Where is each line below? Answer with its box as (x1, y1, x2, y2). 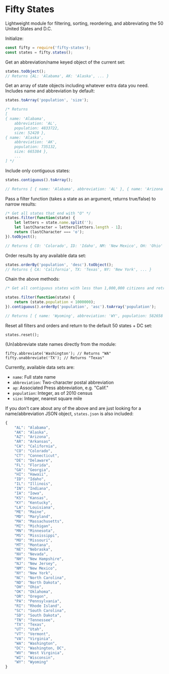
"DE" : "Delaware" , (14, 458, 53, 463)
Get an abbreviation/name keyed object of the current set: (5, 59, 126, 65)
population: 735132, (14, 144, 57, 149)
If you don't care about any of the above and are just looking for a (5, 405, 141, 411)
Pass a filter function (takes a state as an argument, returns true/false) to (5, 195, 156, 201)
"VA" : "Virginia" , (14, 636, 53, 642)
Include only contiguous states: (5, 168, 70, 174)
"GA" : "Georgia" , (14, 467, 51, 473)
